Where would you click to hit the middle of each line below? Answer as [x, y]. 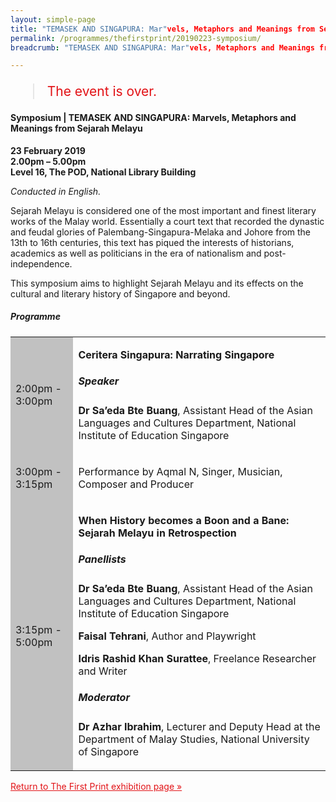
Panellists [102, 559]
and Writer [103, 671]
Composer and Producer [136, 484]
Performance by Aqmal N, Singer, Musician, [180, 471]
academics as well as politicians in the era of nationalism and [136, 253]
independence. [41, 263]
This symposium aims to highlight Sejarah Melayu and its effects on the [157, 283]
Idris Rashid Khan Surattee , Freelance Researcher [197, 659]
